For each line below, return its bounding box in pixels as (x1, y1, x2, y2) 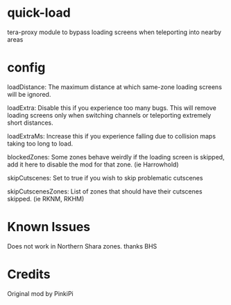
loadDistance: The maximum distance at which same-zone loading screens (7, 82, 222, 91)
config (7, 60, 46, 76)
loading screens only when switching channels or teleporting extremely (7, 111, 212, 119)
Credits (7, 267, 51, 282)
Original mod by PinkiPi (7, 289, 74, 297)
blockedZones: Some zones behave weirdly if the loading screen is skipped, (7, 152, 225, 161)
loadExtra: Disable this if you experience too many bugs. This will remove (7, 103, 216, 112)
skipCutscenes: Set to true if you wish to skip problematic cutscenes (7, 173, 203, 182)
